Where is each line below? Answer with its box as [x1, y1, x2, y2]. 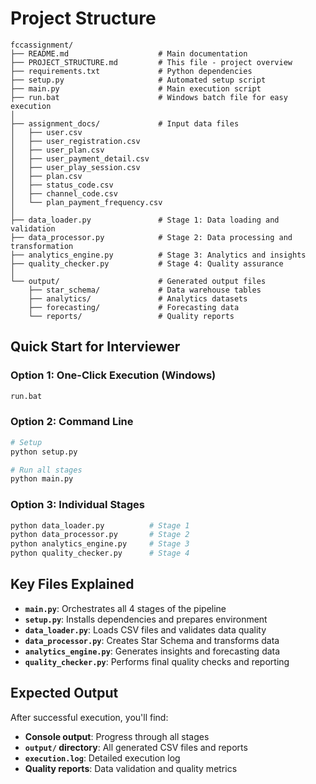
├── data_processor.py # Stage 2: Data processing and [10, 232, 293, 242]
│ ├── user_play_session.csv [10, 162, 141, 172]
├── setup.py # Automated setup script [10, 75, 267, 85]
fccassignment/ [10, 40, 74, 50]
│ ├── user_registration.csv [10, 136, 141, 146]
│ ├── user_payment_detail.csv [10, 153, 150, 164]
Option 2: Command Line [10, 415, 134, 429]
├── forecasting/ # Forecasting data [28, 302, 240, 312]
